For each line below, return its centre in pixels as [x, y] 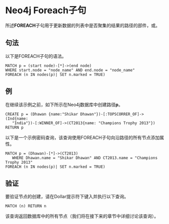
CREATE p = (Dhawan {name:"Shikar [42, 114]
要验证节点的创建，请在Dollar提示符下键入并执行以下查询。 [67, 197]
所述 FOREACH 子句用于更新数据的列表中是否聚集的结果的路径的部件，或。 [83, 25]
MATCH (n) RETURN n [26, 206]
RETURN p [14, 127]
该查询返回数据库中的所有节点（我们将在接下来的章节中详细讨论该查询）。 [82, 216]
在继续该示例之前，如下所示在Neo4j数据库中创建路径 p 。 [64, 104]
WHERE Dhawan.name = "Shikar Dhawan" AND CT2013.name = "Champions [85, 158]
